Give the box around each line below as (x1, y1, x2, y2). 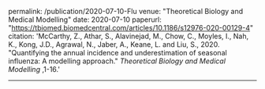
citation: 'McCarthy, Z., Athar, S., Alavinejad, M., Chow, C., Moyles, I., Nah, (8, 31, 249, 41)
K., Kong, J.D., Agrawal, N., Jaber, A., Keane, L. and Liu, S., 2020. (8, 40, 220, 49)
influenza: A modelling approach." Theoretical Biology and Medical (8, 56, 226, 66)
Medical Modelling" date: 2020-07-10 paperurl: (8, 15, 162, 24)
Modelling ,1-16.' (8, 65, 61, 73)
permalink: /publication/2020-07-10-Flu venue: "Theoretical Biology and (8, 7, 244, 16)
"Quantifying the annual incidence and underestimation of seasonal (8, 48, 227, 57)
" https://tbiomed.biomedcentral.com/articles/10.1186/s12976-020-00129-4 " (8, 23, 254, 32)
